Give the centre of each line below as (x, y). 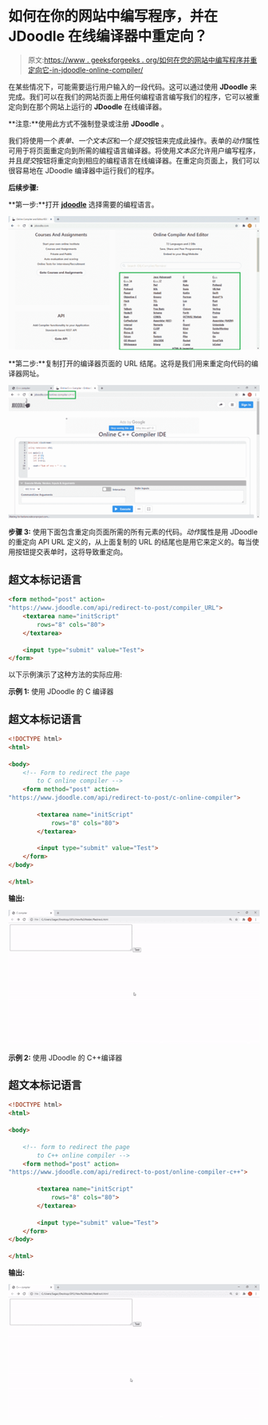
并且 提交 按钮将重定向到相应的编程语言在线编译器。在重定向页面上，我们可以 (134, 160)
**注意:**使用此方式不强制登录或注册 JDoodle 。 (89, 124)
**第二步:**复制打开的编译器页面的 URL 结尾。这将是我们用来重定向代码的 (130, 363)
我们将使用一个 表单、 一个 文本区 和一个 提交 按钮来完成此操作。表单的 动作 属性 (134, 140)
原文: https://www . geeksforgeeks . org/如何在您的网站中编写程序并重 (142, 60)
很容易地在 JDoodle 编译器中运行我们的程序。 (83, 170)
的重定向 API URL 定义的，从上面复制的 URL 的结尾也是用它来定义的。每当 (130, 542)
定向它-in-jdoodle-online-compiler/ (85, 69)
